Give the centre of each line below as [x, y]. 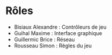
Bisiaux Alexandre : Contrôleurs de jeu [60, 27]
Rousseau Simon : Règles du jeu [53, 46]
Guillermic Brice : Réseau [44, 39]
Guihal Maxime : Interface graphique [58, 33]
